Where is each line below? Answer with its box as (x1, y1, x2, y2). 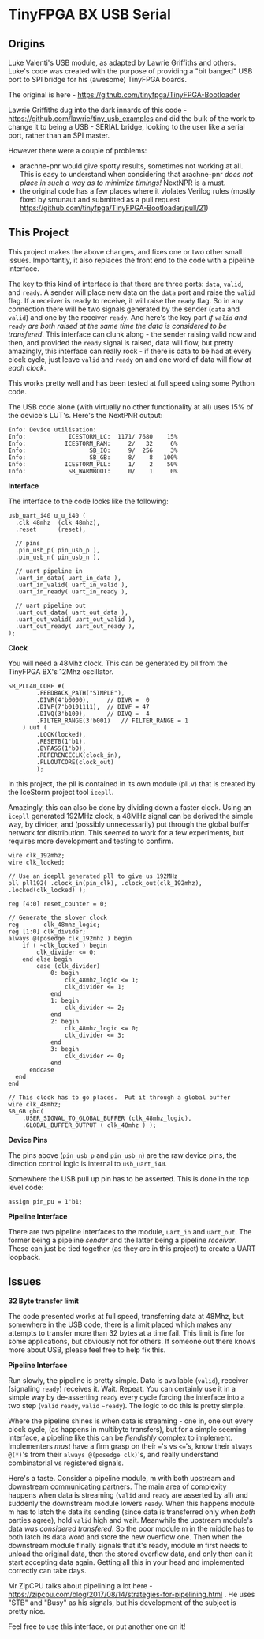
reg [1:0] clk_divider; (8, 927, 87, 936)
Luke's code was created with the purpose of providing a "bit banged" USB (8, 66, 253, 76)
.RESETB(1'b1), (36, 737, 87, 745)
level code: (8, 1182, 44, 1192)
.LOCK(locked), (36, 730, 87, 738)
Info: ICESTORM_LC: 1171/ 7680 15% (8, 432, 178, 440)
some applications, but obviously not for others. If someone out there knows (8, 1336, 256, 1346)
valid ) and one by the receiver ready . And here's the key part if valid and (8, 312, 247, 322)
